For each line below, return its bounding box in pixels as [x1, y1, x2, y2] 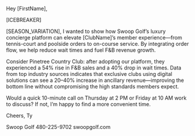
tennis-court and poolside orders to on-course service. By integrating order [6, 41, 189, 47]
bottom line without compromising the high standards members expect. [6, 83, 179, 90]
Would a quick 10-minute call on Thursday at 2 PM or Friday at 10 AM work [6, 94, 187, 101]
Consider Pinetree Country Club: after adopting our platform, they [6, 58, 165, 65]
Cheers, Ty [6, 112, 33, 119]
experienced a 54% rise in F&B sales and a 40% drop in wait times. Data [6, 64, 181, 71]
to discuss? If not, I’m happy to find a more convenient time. [6, 101, 151, 108]
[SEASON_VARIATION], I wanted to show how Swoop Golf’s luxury [6, 28, 166, 35]
